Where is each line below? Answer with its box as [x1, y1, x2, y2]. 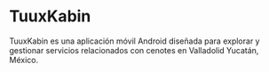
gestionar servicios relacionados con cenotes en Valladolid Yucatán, [9, 44, 259, 55]
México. [9, 54, 38, 65]
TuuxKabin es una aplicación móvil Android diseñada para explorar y [9, 36, 260, 46]
